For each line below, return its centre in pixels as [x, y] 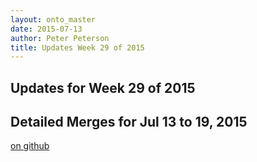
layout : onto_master [53, 19]
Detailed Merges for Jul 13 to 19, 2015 [129, 122]
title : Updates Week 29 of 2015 [77, 47]
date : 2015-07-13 [46, 29]
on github [30, 146]
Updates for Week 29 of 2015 [103, 87]
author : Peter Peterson [60, 38]
